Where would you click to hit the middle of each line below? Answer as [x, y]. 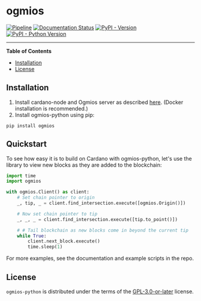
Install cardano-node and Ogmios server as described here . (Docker [99, 102]
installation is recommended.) [51, 108]
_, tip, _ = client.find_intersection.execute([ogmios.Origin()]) [101, 203]
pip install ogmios [31, 126]
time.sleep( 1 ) [45, 247]
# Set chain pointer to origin [56, 198]
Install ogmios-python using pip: [54, 115]
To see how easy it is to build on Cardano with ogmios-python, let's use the [99, 158]
